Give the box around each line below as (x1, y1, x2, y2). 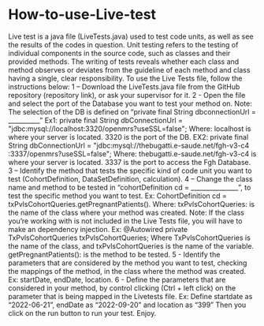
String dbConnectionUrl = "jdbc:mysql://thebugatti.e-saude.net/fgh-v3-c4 (8, 141, 250, 150)
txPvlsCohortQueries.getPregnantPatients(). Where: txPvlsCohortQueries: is (8, 199, 255, 208)
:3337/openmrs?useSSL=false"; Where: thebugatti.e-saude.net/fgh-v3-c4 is (8, 148, 257, 159)
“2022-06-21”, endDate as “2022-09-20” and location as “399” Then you (8, 300, 247, 309)
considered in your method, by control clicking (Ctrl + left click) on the (8, 283, 236, 293)
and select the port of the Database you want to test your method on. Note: (8, 99, 252, 108)
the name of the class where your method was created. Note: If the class (8, 208, 244, 217)
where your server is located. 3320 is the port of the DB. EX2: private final (8, 132, 249, 141)
